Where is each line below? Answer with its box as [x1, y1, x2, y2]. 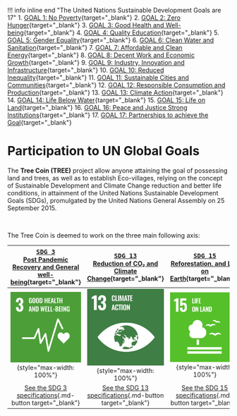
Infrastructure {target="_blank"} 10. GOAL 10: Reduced [7, 66, 164, 74]
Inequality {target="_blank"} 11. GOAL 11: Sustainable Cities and [7, 73, 189, 82]
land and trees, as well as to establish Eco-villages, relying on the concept [7, 173, 223, 182]
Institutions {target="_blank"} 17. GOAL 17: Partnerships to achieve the [7, 111, 209, 119]
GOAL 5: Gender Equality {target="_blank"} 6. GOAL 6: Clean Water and [7, 36, 214, 44]
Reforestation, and [170, 259, 226, 267]
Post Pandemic [23, 255, 68, 264]
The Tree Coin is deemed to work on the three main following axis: [7, 231, 200, 239]
